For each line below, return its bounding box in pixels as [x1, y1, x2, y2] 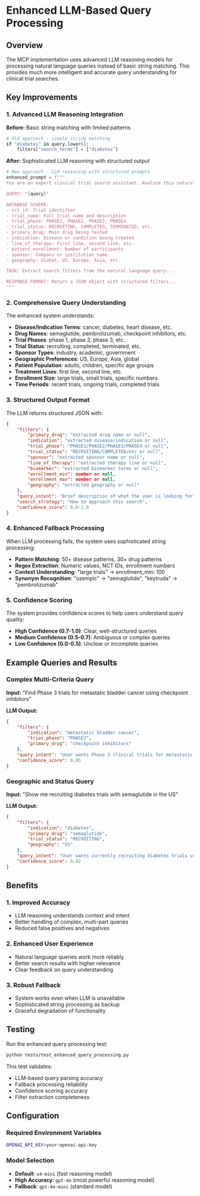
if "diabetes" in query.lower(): [6, 141, 89, 147]
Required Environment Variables [6, 1128, 102, 1137]
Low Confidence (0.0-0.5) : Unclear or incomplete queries [14, 640, 158, 648]
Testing [6, 1024, 35, 1035]
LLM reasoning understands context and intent [14, 912, 130, 919]
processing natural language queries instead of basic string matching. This [6, 62, 190, 69]
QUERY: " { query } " [6, 191, 49, 197]
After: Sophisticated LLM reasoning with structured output [6, 157, 150, 164]
